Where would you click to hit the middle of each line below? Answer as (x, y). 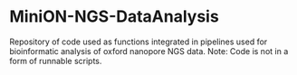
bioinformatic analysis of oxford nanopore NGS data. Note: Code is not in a (149, 51)
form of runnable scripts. (56, 61)
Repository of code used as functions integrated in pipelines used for (139, 42)
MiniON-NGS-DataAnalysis (114, 17)
